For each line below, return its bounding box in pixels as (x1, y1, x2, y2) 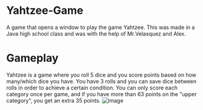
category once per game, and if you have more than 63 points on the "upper (6, 90, 197, 97)
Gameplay (6, 51, 59, 65)
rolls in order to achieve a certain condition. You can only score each (6, 84, 178, 91)
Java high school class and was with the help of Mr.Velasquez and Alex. (6, 30, 186, 37)
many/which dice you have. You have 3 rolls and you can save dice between (6, 77, 197, 85)
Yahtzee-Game (6, 4, 84, 18)
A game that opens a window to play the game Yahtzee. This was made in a (6, 24, 195, 31)
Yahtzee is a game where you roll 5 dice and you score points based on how (6, 71, 197, 79)
